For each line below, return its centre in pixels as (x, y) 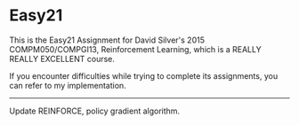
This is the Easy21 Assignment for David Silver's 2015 (107, 40)
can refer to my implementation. (68, 85)
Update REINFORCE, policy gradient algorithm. (95, 111)
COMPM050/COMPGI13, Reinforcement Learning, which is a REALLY (135, 49)
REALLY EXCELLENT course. (62, 59)
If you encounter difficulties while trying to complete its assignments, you (144, 75)
